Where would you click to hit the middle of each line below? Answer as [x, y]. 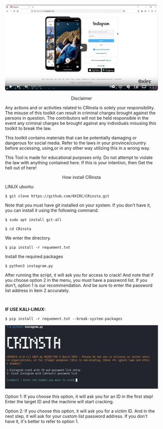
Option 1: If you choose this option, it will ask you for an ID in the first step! [79, 396]
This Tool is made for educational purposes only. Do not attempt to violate [79, 157]
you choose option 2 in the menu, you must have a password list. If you [76, 280]
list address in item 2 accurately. [37, 291]
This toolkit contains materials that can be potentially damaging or [71, 138]
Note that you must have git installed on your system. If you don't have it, [78, 205]
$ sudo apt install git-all [33, 220]
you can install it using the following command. [52, 210]
